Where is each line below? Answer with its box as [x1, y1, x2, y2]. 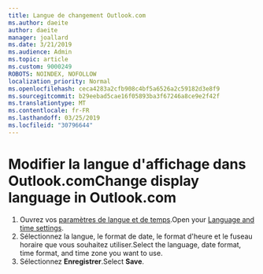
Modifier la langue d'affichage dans [8, 155, 246, 173]
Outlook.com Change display [8, 172, 199, 190]
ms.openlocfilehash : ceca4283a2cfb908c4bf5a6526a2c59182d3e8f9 [8, 84, 220, 93]
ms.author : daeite [8, 19, 69, 27]
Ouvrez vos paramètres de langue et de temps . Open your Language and [19, 214, 254, 224]
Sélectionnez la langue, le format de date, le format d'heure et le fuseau [19, 231, 254, 241]
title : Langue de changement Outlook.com [8, 11, 146, 20]
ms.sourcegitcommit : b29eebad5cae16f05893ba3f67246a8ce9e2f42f [8, 92, 220, 100]
